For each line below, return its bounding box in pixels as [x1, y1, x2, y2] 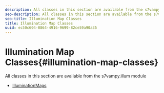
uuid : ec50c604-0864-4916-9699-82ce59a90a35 [5, 25, 97, 30]
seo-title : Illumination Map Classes [5, 16, 82, 21]
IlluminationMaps [12, 83, 47, 89]
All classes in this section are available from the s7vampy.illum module [5, 73, 146, 79]
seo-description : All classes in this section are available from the [5, 12, 152, 17]
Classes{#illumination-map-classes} [5, 57, 159, 68]
